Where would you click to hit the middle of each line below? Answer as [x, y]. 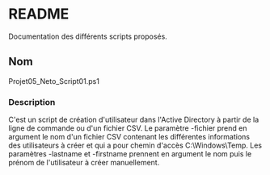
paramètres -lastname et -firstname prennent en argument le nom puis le [130, 154]
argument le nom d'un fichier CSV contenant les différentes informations [129, 137]
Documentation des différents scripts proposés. [88, 36]
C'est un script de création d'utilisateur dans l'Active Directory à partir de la [134, 120]
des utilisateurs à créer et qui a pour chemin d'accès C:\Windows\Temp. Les [135, 145]
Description [32, 102]
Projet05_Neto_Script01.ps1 [54, 81]
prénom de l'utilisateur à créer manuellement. [84, 163]
